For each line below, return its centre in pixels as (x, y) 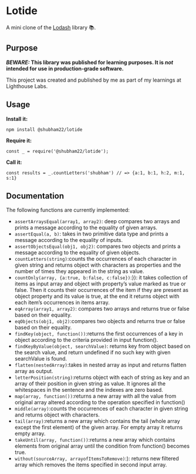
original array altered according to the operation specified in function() (100, 402)
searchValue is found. (41, 359)
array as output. (34, 371)
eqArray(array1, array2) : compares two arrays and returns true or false (102, 309)
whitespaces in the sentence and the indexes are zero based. (89, 390)
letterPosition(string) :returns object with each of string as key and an (102, 378)
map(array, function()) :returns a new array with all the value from (95, 396)
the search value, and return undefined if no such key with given (92, 352)
